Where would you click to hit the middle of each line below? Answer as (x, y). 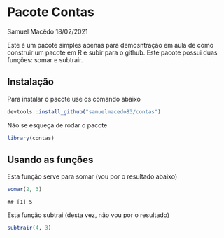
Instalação (31, 82)
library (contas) (31, 138)
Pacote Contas (51, 12)
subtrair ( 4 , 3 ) (29, 228)
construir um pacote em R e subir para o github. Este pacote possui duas (112, 52)
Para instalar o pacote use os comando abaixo (74, 99)
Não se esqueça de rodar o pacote (57, 125)
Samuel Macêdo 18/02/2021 (48, 31)
